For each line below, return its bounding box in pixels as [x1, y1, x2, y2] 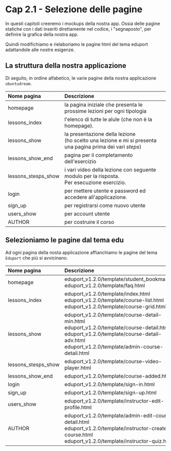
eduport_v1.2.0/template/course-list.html [64, 296, 164, 304]
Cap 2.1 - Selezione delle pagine [5, 4, 142, 15]
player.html [64, 364, 92, 371]
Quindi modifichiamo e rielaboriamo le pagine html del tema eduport [5, 41, 149, 47]
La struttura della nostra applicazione [5, 61, 126, 70]
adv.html [64, 337, 85, 344]
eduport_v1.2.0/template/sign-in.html [64, 381, 155, 388]
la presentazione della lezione [64, 130, 136, 137]
